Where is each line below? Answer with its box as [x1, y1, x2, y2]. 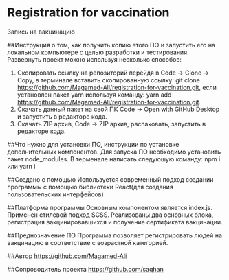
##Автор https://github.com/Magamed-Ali [7, 252, 127, 260]
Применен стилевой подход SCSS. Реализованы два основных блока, [7, 211, 214, 219]
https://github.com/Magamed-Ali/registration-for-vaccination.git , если [17, 83, 217, 91]
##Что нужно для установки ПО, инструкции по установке [7, 140, 179, 148]
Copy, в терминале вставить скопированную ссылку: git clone [17, 75, 201, 84]
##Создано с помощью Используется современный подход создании [7, 175, 214, 183]
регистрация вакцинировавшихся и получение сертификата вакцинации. [7, 218, 223, 226]
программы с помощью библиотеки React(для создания [7, 183, 173, 191]
